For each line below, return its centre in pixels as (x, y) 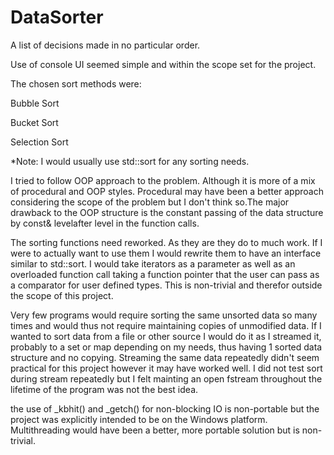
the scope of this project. (62, 295)
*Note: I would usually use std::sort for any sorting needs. (130, 161)
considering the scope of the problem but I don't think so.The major (150, 202)
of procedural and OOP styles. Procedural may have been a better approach (167, 191)
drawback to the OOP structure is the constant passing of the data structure (167, 212)
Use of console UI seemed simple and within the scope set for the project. (163, 64)
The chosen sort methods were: (76, 83)
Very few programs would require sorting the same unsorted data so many (164, 315)
